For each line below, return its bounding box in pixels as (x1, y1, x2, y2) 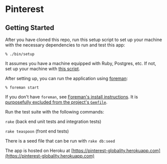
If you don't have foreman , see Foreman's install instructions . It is (5, 94, 138, 99)
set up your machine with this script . (5, 66, 80, 71)
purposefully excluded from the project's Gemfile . (5, 99, 107, 105)
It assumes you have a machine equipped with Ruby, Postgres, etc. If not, (5, 60, 156, 66)
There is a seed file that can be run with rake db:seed (5, 138, 115, 143)
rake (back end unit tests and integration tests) (5, 118, 101, 124)
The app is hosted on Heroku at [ (5, 147, 73, 153)
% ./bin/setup (5, 51, 35, 56)
